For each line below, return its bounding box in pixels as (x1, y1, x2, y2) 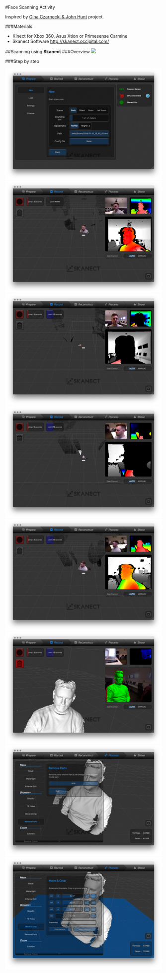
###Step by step (5, 58, 40, 64)
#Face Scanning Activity (5, 4, 56, 10)
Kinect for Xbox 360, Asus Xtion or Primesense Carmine (12, 33, 128, 39)
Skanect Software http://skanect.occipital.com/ (12, 38, 109, 44)
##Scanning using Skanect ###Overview (5, 49, 90, 54)
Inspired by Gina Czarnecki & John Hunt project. (5, 14, 104, 19)
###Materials (5, 23, 33, 29)
